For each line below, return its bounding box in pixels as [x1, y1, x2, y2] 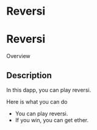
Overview [6, 52, 31, 60]
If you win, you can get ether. [15, 116, 89, 123]
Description [6, 70, 52, 81]
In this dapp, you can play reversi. [6, 86, 92, 93]
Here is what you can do [6, 98, 68, 105]
